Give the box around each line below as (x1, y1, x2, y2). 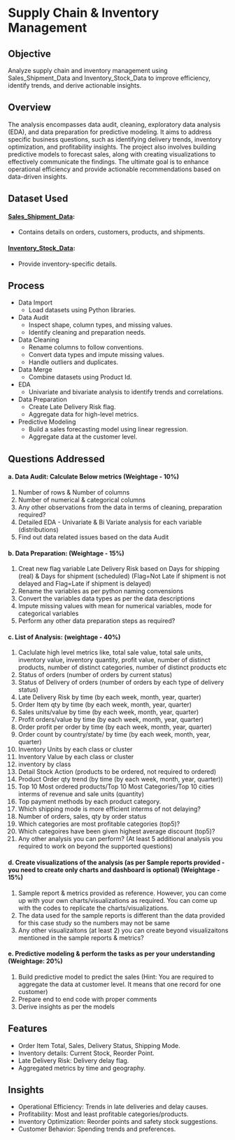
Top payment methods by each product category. (17, 798, 162, 806)
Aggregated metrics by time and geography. (17, 1064, 146, 1072)
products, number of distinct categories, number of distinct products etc (17, 663, 227, 671)
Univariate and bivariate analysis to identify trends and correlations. (28, 388, 224, 396)
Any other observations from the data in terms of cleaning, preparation (17, 503, 222, 511)
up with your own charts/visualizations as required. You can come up (17, 896, 218, 904)
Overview (8, 102, 52, 114)
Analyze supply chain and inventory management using (8, 67, 168, 74)
